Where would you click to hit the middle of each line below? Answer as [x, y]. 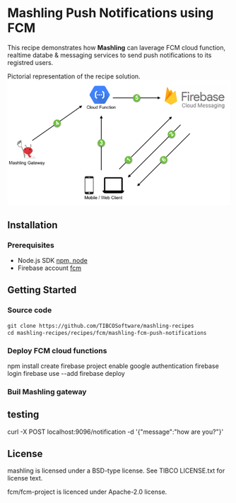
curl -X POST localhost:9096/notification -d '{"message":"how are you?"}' [116, 432]
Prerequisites [31, 245]
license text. [25, 478]
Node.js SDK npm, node [53, 260]
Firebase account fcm [49, 268]
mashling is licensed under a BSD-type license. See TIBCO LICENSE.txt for [116, 471]
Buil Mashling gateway [47, 391]
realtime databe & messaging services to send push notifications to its [110, 55]
